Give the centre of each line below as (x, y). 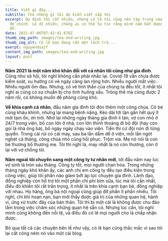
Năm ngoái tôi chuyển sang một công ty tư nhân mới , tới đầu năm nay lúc (82, 160)
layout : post (19, 56)
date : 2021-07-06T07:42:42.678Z (39, 33)
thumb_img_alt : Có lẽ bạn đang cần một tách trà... (60, 43)
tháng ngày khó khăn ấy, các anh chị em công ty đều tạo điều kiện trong (80, 170)
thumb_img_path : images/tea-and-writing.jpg (52, 38)
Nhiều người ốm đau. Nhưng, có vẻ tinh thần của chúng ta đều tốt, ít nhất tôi (83, 87)
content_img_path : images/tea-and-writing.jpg (55, 52)
